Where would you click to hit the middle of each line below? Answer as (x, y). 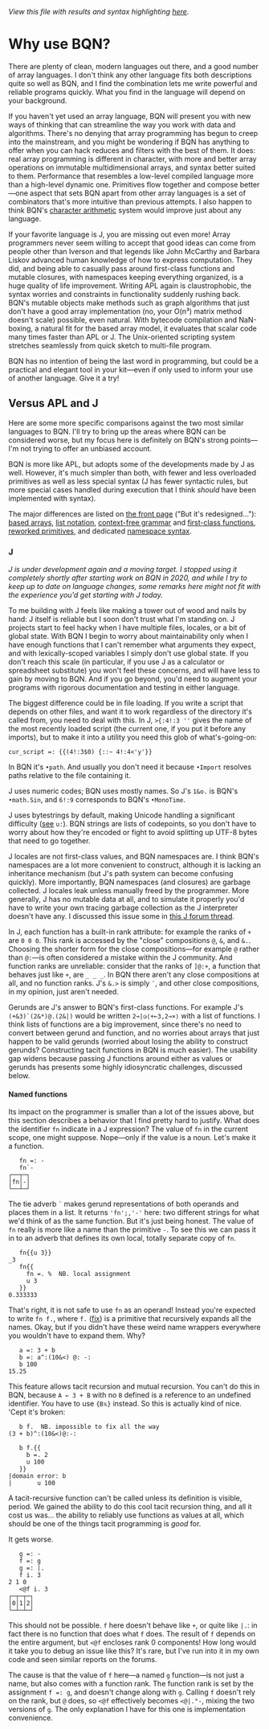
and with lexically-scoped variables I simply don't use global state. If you (128, 653)
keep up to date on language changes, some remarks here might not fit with (134, 587)
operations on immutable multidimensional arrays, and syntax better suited (132, 167)
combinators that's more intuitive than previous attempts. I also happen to (130, 201)
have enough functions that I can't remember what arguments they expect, (132, 645)
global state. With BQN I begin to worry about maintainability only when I (128, 636)
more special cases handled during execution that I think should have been (132, 489)
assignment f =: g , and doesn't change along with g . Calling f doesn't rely (132, 1692)
